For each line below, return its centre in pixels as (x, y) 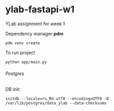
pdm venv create (23, 43)
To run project (20, 52)
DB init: (13, 89)
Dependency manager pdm (34, 33)
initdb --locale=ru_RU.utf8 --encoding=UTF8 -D (57, 99)
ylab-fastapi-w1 (40, 10)
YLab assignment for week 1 (35, 24)
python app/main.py (26, 62)
